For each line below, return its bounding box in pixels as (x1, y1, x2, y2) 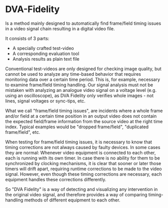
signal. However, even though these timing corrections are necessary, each (5, 171, 162, 177)
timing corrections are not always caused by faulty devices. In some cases (5, 144, 160, 150)
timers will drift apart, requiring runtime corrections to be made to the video (5, 166, 162, 172)
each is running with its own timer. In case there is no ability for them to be (5, 155, 160, 161)
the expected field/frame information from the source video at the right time (5, 118, 163, 124)
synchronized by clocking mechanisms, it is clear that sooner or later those (5, 160, 161, 166)
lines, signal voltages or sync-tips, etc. (5, 97, 86, 104)
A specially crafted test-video (12, 45, 74, 51)
